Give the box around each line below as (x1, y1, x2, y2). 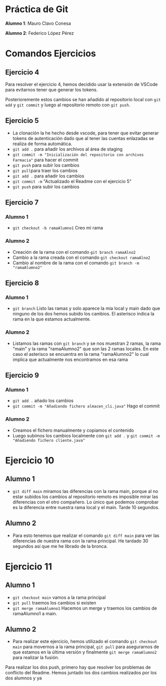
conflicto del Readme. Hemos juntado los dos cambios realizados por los (5, 670, 157, 676)
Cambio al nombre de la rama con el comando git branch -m (12, 259, 140, 266)
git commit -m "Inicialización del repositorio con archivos (12, 152, 144, 157)
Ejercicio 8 (5, 279, 39, 288)
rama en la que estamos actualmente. (12, 316, 91, 322)
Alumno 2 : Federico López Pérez (5, 30, 74, 36)
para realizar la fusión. (12, 655, 60, 661)
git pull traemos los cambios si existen (12, 600, 96, 606)
